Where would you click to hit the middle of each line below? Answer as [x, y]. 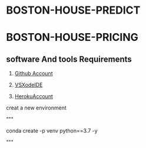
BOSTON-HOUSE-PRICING [72, 38]
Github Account [34, 73]
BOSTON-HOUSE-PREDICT [73, 10]
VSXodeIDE [29, 85]
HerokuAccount [34, 96]
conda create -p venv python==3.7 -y [52, 131]
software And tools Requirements [69, 59]
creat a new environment [36, 108]
